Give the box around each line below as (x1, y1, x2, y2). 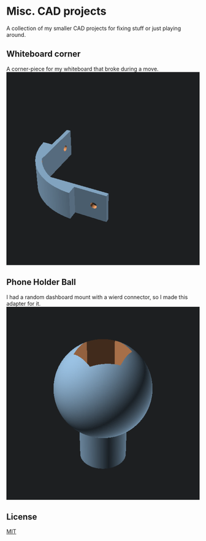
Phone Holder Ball (6, 277, 77, 287)
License (6, 512, 37, 522)
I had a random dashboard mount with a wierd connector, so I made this (6, 293, 188, 301)
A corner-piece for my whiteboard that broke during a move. (6, 65, 159, 72)
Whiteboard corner (6, 49, 81, 59)
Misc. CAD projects (6, 4, 107, 18)
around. (6, 31, 26, 38)
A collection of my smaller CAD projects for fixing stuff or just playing (6, 25, 181, 32)
